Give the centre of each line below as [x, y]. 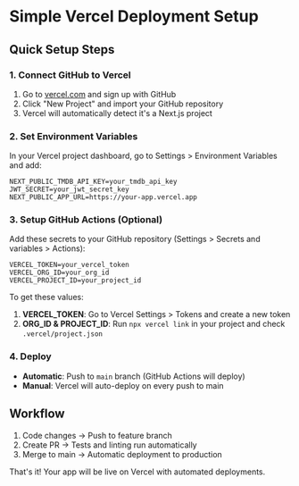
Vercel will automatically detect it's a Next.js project [117, 113]
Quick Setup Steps [62, 50]
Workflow [37, 414]
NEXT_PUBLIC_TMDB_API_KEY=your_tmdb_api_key [93, 182]
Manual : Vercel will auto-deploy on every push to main [123, 385]
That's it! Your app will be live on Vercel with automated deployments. [137, 472]
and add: [25, 165]
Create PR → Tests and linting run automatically [110, 445]
